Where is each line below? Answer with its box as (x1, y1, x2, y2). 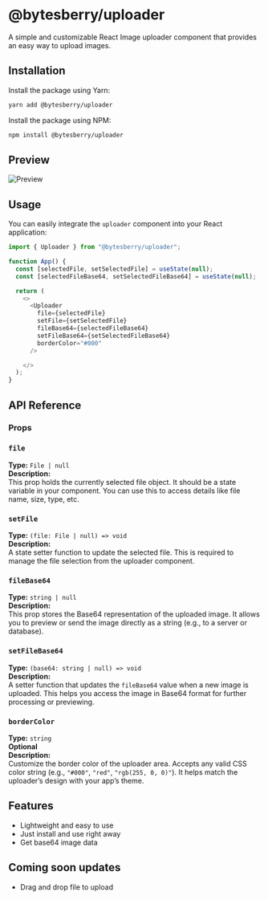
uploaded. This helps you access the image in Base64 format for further (8, 688, 247, 698)
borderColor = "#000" (37, 339, 103, 347)
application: (8, 227, 47, 238)
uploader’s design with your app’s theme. (8, 776, 144, 785)
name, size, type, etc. (8, 494, 80, 503)
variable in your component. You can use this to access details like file (8, 486, 241, 495)
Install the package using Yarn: (8, 85, 111, 95)
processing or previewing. (8, 697, 95, 707)
